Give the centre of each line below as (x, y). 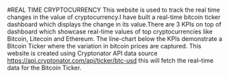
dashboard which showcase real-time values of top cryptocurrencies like (110, 31)
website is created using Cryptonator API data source (82, 53)
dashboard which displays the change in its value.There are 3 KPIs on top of (114, 24)
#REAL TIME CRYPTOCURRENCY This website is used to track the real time (113, 10)
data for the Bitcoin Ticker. (44, 68)
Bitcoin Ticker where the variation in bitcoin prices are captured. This (104, 46)
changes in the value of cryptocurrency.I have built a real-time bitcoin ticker (114, 17)
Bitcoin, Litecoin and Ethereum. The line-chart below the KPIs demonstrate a (115, 39)
